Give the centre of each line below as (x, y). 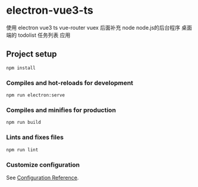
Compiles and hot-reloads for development (70, 83)
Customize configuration (43, 164)
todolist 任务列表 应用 (44, 35)
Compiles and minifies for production (61, 110)
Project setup (32, 54)
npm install (21, 68)
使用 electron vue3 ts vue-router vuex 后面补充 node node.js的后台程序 (93, 27)
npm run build (24, 123)
